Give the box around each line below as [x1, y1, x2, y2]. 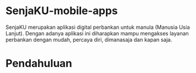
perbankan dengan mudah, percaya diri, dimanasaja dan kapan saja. [5, 36, 172, 43]
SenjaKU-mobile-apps [5, 4, 118, 18]
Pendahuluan [5, 57, 72, 70]
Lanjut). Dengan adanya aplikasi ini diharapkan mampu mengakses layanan [5, 29, 189, 36]
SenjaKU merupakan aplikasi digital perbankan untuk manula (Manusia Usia [5, 24, 190, 31]
